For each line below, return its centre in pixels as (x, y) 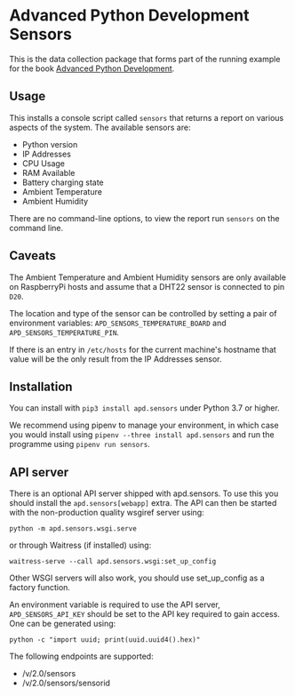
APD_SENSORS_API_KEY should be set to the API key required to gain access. (144, 614)
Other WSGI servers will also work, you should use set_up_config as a (137, 578)
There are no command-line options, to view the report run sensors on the (144, 218)
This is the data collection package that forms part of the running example (145, 59)
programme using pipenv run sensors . (80, 444)
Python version (50, 144)
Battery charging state (63, 182)
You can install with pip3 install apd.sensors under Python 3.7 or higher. (144, 408)
